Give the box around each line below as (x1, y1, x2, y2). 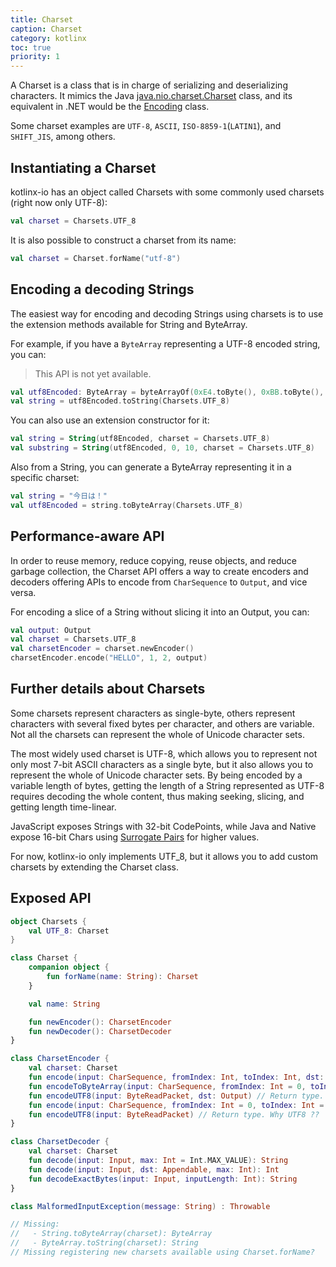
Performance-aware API (10, 528, 165, 545)
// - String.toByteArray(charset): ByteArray (10, 1229, 213, 1239)
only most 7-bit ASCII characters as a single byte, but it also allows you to (10, 758, 314, 770)
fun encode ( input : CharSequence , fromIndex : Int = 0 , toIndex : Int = (28, 1100, 325, 1110)
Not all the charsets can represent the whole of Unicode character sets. (10, 728, 305, 740)
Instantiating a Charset (10, 159, 157, 176)
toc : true (10, 42, 52, 53)
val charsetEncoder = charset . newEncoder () (10, 644, 195, 654)
